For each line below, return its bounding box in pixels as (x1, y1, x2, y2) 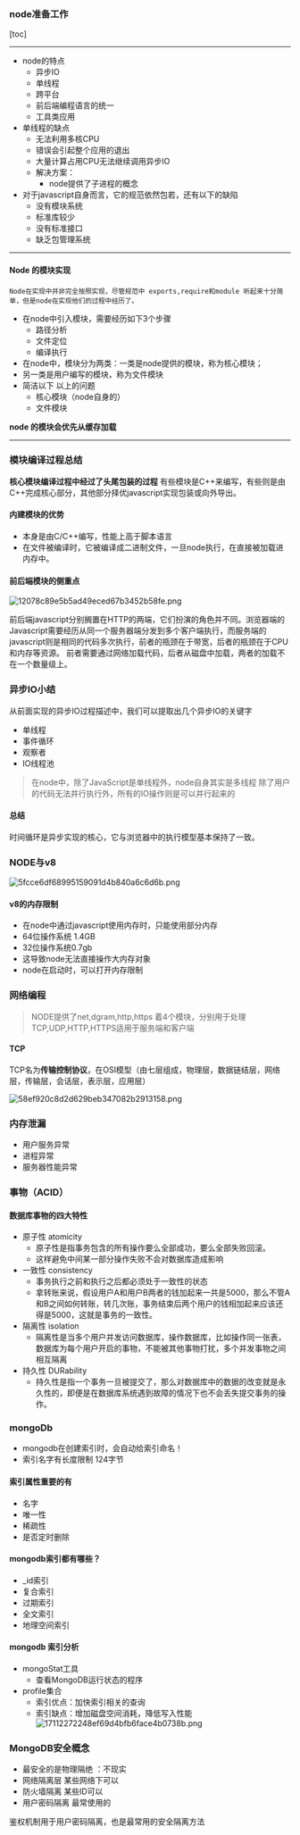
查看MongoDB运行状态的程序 (35, 1674, 144, 1685)
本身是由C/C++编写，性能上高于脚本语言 (21, 531, 172, 541)
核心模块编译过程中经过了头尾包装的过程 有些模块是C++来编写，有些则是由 (9, 476, 286, 487)
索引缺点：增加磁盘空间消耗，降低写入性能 (35, 1708, 193, 1719)
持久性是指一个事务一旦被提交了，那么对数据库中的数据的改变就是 (35, 1377, 279, 1388)
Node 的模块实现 (9, 264, 71, 275)
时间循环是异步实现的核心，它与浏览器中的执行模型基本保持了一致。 (9, 831, 260, 842)
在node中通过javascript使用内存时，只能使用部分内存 (21, 920, 219, 930)
